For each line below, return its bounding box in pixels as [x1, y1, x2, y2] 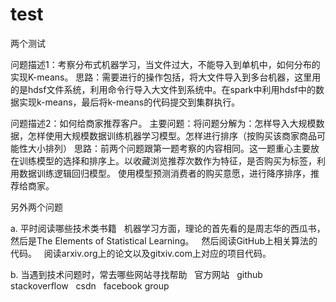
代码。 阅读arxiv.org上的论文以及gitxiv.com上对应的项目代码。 [10, 247, 272, 259]
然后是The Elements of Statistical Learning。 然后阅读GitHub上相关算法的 [10, 234, 318, 247]
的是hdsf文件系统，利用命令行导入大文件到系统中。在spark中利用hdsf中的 [10, 83, 316, 95]
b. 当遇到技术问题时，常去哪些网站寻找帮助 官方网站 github [10, 268, 263, 280]
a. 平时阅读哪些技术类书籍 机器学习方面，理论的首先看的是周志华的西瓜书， [10, 222, 326, 234]
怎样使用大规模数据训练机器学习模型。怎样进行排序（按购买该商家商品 [27, 129, 317, 142]
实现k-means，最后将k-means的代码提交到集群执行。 [18, 96, 241, 108]
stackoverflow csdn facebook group [10, 279, 170, 292]
